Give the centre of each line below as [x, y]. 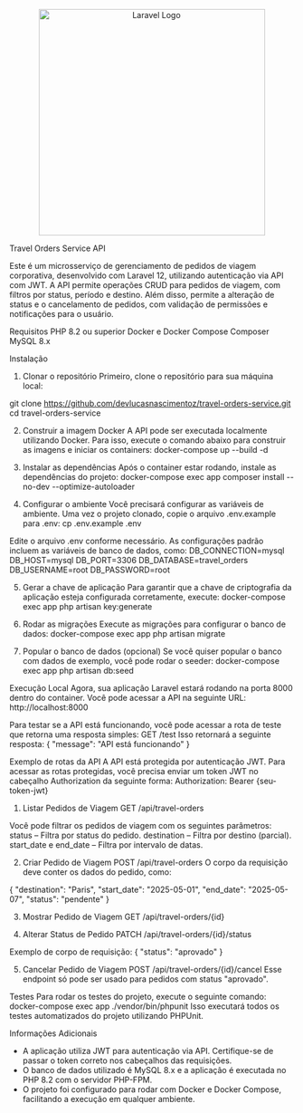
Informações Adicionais [53, 1033]
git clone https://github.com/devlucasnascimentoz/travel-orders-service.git [150, 403]
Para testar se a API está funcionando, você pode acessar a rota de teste [146, 725]
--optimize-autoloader [94, 486]
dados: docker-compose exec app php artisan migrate [124, 633]
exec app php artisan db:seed [78, 671]
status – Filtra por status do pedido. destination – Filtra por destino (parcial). [151, 835]
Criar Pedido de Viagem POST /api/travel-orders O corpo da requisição [155, 862]
